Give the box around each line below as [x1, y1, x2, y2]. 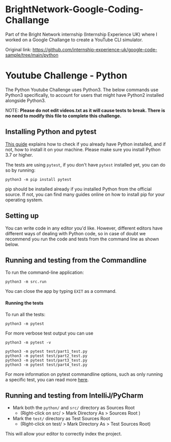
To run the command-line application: [5, 269, 84, 275]
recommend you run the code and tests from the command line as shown [5, 236, 159, 242]
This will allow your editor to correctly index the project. [5, 431, 122, 437]
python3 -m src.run [5, 279, 47, 285]
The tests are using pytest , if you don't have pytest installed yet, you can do [5, 161, 165, 168]
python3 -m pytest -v [5, 340, 51, 345]
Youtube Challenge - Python [5, 70, 127, 81]
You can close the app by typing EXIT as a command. [5, 288, 117, 294]
